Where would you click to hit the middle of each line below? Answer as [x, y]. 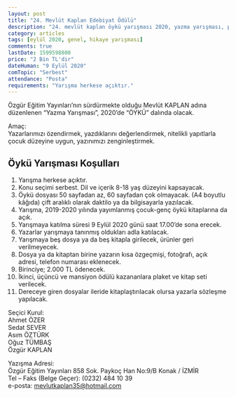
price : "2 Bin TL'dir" [41, 60]
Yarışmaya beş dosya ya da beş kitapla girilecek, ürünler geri [106, 239]
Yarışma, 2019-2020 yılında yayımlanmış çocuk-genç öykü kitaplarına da [123, 210]
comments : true [30, 46]
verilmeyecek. [38, 247]
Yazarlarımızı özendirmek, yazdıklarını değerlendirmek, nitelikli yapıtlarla [112, 134]
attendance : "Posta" [38, 79]
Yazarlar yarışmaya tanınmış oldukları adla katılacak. [93, 232]
